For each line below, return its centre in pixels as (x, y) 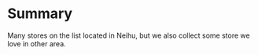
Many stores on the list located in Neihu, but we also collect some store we (129, 35)
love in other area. (37, 43)
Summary (40, 14)
